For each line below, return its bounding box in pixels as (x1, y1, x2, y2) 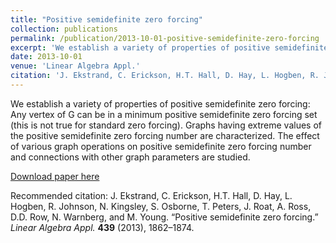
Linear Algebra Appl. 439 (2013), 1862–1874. (10, 221, 195, 233)
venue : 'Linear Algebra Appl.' (10, 61, 141, 71)
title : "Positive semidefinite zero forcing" (10, 14, 203, 25)
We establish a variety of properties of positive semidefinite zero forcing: (10, 97, 311, 110)
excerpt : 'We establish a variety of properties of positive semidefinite (10, 42, 329, 53)
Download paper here (10, 170, 100, 182)
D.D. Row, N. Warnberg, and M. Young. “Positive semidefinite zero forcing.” (10, 211, 319, 223)
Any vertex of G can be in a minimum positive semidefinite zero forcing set (10, 108, 318, 120)
